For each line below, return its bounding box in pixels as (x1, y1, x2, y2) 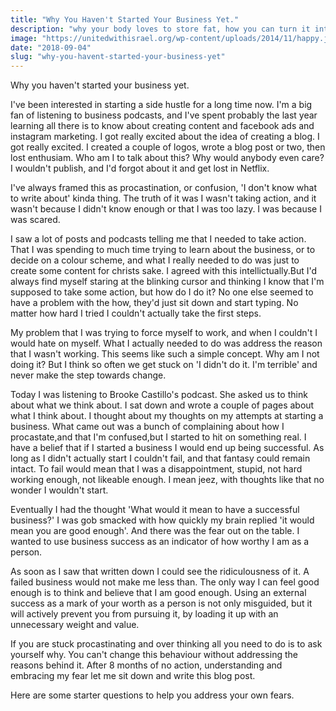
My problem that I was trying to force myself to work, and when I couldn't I (10, 327, 318, 339)
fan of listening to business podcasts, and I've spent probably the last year (10, 109, 318, 121)
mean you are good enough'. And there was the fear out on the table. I (10, 525, 300, 537)
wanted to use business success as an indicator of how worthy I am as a (10, 536, 310, 548)
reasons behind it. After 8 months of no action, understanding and (10, 659, 283, 671)
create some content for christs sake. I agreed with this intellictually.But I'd (10, 265, 318, 277)
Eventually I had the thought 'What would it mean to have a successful (10, 504, 300, 516)
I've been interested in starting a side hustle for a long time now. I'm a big (10, 99, 313, 111)
